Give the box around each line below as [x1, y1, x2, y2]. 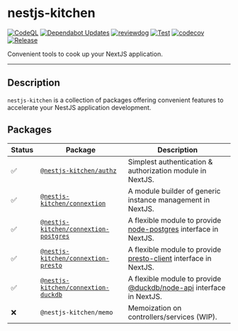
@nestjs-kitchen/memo [40, 308, 113, 316]
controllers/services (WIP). [127, 312, 217, 322]
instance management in [127, 195, 210, 205]
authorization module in [127, 165, 207, 175]
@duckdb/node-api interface [127, 282, 226, 292]
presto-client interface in [127, 253, 212, 263]
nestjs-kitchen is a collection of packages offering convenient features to [7, 96, 224, 104]
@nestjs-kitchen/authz [40, 167, 117, 174]
